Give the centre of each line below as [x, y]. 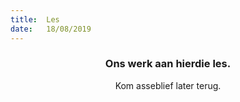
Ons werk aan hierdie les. [168, 64]
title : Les [35, 19]
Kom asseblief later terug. [168, 85]
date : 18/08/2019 [51, 29]
